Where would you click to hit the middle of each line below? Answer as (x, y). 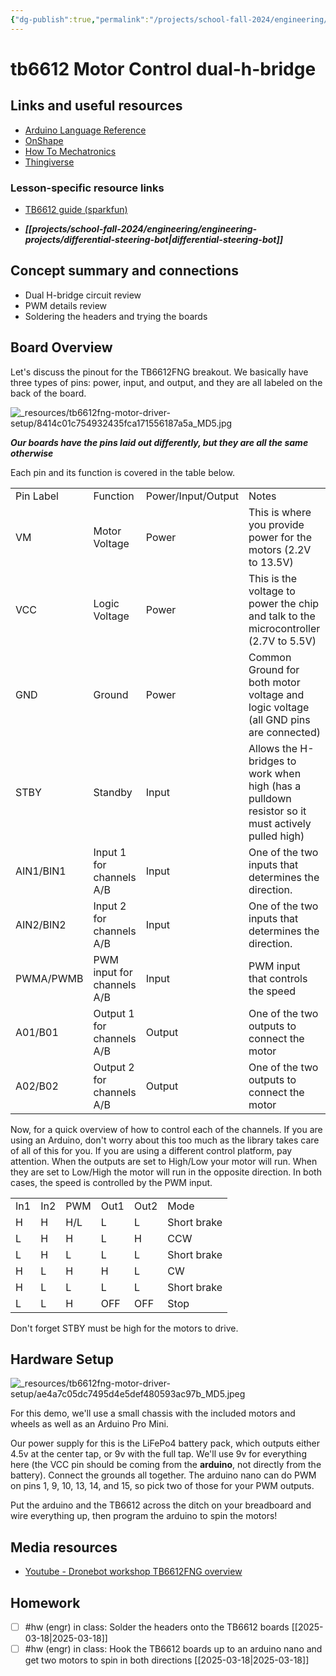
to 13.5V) (271, 562)
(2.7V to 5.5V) (282, 641)
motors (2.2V (280, 549)
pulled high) (276, 836)
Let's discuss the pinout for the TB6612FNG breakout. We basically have (159, 372)
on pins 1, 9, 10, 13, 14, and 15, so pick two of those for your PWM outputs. (162, 1486)
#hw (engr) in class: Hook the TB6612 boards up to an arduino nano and (173, 1649)
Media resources (64, 1547)
